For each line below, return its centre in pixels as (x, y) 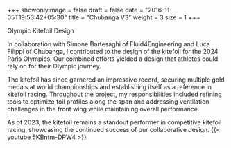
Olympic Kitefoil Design (41, 31)
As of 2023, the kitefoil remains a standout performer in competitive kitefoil (114, 122)
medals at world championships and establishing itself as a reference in (110, 87)
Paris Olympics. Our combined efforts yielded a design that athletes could (113, 59)
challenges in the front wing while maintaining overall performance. (103, 109)
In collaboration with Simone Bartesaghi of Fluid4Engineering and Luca (109, 44)
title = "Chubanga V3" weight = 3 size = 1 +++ (135, 17)
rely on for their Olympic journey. (54, 66)
